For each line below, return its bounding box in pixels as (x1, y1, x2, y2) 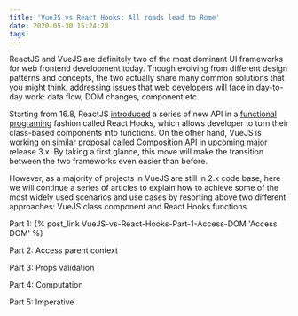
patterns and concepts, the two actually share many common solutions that (9, 73, 286, 83)
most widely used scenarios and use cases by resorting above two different (9, 192, 286, 202)
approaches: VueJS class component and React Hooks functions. (9, 201, 250, 212)
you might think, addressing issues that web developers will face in (9, 82, 255, 93)
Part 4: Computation (9, 280, 83, 290)
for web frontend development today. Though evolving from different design (9, 63, 288, 74)
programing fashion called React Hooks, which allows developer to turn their (9, 118, 289, 129)
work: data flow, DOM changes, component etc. (25, 91, 200, 102)
